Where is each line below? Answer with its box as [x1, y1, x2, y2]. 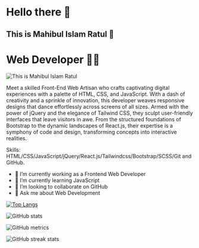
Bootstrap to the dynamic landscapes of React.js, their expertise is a [6, 122, 173, 129]
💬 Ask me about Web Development [14, 189, 100, 196]
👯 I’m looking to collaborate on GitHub [14, 183, 108, 190]
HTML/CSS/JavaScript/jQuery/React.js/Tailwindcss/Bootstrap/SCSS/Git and [6, 152, 192, 159]
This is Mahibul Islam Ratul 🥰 [6, 29, 115, 39]
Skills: [6, 146, 21, 153]
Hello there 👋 [6, 5, 71, 19]
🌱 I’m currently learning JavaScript [14, 177, 100, 184]
